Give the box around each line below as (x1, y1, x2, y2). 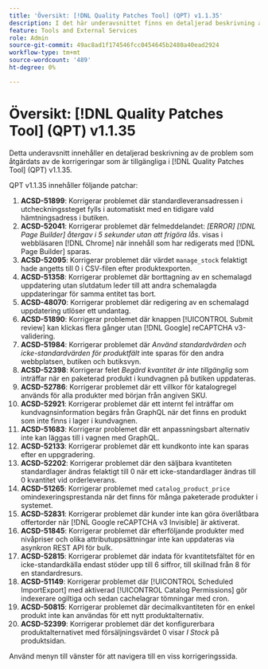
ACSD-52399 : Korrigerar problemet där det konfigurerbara (20, 619, 216, 628)
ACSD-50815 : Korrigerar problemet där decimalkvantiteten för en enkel (20, 602, 255, 612)
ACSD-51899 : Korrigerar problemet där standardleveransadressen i (20, 196, 243, 205)
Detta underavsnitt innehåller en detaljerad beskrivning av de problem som (9, 148, 254, 158)
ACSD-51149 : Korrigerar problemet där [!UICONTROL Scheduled (20, 577, 234, 586)
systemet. (20, 500, 54, 510)
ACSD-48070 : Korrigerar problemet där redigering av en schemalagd (20, 297, 249, 307)
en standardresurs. (20, 568, 83, 577)
